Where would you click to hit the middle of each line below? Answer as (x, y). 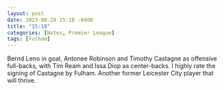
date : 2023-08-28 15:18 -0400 (50, 20)
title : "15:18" (29, 26)
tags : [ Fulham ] (29, 39)
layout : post (26, 13)
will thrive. (22, 80)
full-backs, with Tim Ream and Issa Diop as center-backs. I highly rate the (111, 66)
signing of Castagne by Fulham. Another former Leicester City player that (111, 74)
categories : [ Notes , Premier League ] (61, 33)
